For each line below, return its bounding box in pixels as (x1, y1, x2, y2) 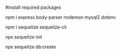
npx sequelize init (5, 34, 42, 40)
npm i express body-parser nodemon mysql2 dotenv (5, 14, 116, 20)
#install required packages (5, 5, 61, 10)
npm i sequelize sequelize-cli (5, 24, 67, 30)
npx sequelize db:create (5, 44, 56, 50)
